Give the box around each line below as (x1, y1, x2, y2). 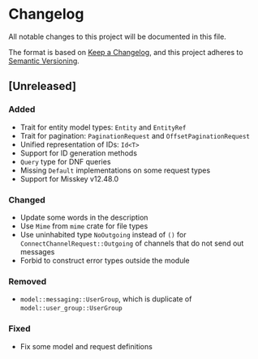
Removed (8, 276, 47, 287)
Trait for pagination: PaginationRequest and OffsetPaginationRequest (19, 130, 250, 140)
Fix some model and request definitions (19, 341, 153, 351)
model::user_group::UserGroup (19, 305, 123, 313)
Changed (8, 194, 46, 205)
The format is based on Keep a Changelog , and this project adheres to (8, 47, 243, 57)
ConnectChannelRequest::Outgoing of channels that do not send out (19, 238, 244, 248)
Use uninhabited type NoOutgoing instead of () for (19, 229, 187, 239)
